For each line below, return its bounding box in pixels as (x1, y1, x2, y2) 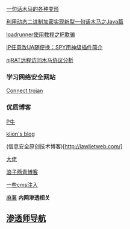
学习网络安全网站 (6, 73, 56, 81)
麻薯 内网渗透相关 (6, 193, 50, 201)
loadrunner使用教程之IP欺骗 (6, 31, 75, 38)
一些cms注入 (6, 181, 38, 188)
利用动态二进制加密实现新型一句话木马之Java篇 (6, 18, 124, 25)
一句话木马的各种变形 (6, 5, 59, 12)
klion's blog (6, 130, 35, 137)
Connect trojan (6, 87, 43, 95)
